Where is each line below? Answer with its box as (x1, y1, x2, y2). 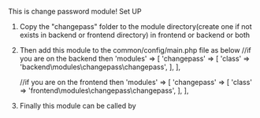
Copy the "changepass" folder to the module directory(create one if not (19, 22, 252, 31)
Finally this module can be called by (19, 101, 136, 110)
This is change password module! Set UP (8, 7, 142, 16)
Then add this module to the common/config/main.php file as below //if (19, 46, 251, 54)
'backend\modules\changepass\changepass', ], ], (19, 62, 181, 72)
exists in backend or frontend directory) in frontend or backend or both (19, 31, 251, 39)
